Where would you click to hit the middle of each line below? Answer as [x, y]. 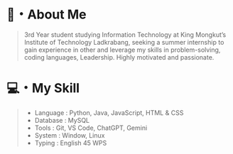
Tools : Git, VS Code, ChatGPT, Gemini [91, 128]
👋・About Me [47, 15]
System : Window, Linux [70, 135]
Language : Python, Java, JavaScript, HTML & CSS [109, 112]
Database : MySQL [62, 120]
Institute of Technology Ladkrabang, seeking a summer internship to [124, 42]
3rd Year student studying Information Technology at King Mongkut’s [125, 34]
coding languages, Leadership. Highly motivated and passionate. [119, 57]
